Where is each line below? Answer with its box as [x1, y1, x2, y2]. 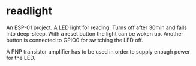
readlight [6, 4, 53, 18]
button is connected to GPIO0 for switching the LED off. [6, 36, 144, 43]
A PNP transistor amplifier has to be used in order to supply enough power [6, 48, 190, 55]
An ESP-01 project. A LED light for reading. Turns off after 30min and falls [6, 24, 187, 31]
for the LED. [6, 54, 36, 61]
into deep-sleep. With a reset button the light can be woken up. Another [6, 30, 184, 37]
